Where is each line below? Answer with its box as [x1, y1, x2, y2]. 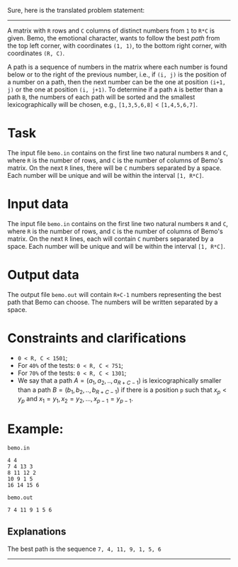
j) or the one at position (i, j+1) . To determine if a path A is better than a [7, 85, 223, 94]
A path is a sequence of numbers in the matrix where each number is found [7, 63, 228, 71]
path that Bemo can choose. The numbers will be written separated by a [7, 298, 218, 306]
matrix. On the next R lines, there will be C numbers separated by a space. [7, 163, 222, 172]
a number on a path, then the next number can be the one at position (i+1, [7, 78, 226, 86]
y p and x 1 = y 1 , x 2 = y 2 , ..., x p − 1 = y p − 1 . [17, 395, 133, 405]
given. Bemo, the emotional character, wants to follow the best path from [7, 34, 220, 42]
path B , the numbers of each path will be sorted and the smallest [7, 93, 195, 101]
